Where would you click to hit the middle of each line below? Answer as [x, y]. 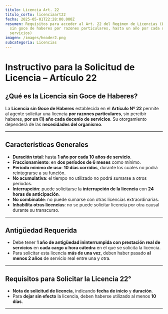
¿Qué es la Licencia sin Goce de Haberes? [71, 96]
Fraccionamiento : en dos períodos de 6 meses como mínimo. [77, 162]
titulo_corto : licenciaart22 [35, 15]
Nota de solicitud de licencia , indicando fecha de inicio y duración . [83, 291]
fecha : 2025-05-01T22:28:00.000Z [40, 19]
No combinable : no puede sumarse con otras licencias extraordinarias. [86, 199]
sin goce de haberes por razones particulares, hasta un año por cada [85, 29]
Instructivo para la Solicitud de [70, 67]
